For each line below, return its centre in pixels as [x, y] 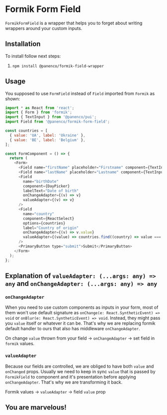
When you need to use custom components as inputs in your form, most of [82, 307]
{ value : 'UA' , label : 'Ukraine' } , [47, 135]
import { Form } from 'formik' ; [39, 112]
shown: [13, 99]
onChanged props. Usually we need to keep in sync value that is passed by [80, 371]
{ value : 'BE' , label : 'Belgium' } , [47, 140]
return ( [19, 158]
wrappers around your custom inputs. [44, 28]
